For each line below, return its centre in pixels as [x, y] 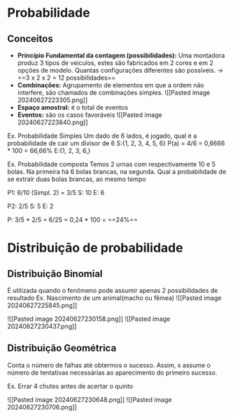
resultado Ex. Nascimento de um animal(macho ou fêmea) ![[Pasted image [114, 298]
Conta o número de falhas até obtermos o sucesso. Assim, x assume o [109, 365]
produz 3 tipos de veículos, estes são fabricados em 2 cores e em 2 [115, 63]
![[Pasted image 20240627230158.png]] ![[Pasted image [89, 319]
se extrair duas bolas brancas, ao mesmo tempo [77, 179]
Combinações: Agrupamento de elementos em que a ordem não [111, 85]
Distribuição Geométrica [62, 348]
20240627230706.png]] [42, 407]
